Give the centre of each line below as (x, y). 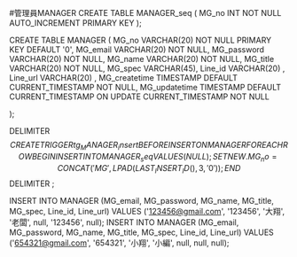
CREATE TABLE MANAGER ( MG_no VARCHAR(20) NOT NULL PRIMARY (141, 40)
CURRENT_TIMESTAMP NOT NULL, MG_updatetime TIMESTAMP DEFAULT (145, 87)
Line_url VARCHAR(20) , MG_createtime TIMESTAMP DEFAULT (123, 78)
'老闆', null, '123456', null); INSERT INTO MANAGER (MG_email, (124, 222)
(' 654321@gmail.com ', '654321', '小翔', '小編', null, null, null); (119, 243)
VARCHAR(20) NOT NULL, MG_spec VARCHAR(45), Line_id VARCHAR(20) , (147, 68)
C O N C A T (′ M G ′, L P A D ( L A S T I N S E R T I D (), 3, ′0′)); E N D (149, 169)
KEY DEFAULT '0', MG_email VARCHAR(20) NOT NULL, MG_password (137, 50)
